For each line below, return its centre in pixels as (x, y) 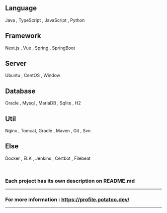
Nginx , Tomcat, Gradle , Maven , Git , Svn (48, 131)
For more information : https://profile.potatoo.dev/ (67, 200)
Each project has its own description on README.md (70, 181)
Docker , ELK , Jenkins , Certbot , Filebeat (48, 158)
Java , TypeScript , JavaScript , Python (45, 20)
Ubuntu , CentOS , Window (33, 75)
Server (16, 63)
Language (21, 8)
